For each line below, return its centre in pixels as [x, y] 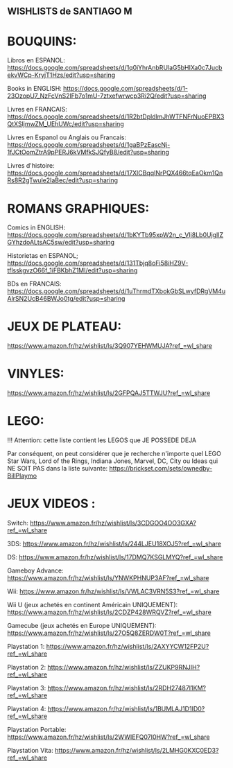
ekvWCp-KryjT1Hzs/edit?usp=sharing [61, 75]
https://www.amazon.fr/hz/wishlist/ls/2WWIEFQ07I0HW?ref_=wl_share [109, 737]
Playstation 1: [26, 647]
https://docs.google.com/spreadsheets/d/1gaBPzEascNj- [89, 145]
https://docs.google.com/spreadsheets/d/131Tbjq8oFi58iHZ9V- [98, 263]
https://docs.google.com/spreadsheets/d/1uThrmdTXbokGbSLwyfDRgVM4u [116, 291]
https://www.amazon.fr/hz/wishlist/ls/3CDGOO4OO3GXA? [113, 523]
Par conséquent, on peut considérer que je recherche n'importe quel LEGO [114, 454]
